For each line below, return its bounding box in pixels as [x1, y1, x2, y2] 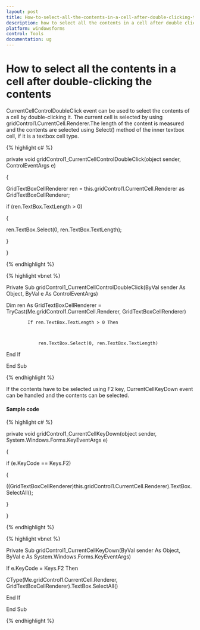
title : [6, 14, 23, 20]
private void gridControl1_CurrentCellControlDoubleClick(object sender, [6, 156, 182, 163]
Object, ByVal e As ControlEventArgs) [6, 290, 98, 297]
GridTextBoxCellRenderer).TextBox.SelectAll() [6, 582, 118, 590]
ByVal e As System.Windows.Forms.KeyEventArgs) [6, 553, 132, 560]
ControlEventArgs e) [6, 162, 57, 169]
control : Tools [6, 31, 44, 37]
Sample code [6, 405, 40, 412]
